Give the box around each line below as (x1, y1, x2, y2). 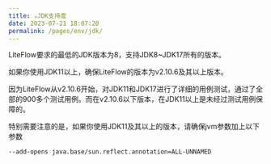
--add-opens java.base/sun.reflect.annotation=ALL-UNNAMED (8, 148, 212, 156)
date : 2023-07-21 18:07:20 (8, 19, 100, 27)
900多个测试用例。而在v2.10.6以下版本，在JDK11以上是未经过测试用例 (22, 95, 256, 104)
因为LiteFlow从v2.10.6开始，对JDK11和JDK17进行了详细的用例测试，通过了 (8, 84, 256, 94)
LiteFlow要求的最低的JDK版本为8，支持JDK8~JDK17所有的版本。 (8, 50, 227, 60)
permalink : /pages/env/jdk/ (8, 27, 104, 35)
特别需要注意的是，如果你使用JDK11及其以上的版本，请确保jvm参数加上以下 (8, 122, 260, 132)
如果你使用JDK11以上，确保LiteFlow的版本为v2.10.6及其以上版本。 (8, 67, 228, 77)
